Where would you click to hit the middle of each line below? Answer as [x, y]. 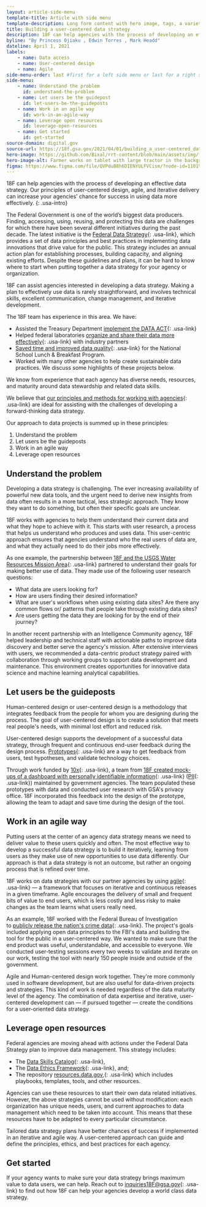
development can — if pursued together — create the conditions [112, 1002]
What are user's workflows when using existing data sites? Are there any [107, 602]
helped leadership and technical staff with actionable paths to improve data [101, 640]
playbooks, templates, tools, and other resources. [78, 1081]
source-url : [21, 149]
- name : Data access [44, 58]
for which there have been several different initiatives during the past [93, 228]
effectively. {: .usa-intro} [37, 203]
